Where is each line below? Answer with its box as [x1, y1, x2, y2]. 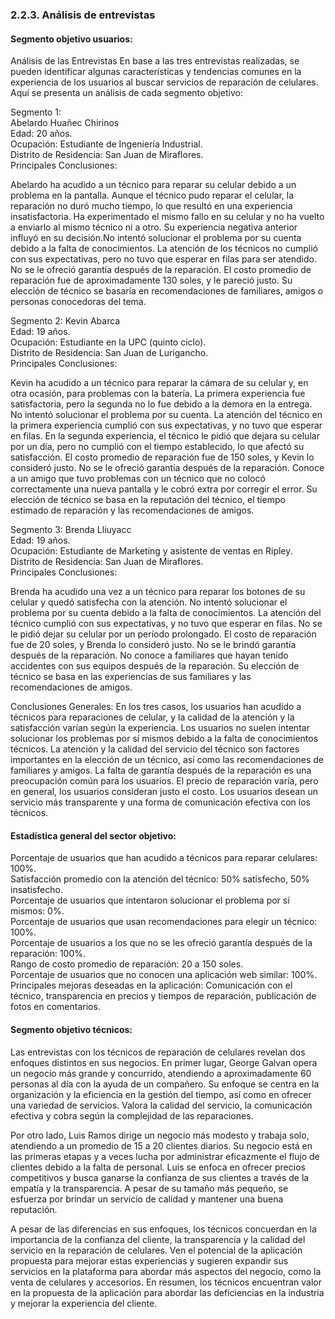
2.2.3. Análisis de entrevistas [10, 8, 156, 22]
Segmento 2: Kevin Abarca [10, 315, 121, 327]
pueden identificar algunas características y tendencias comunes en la [10, 66, 302, 78]
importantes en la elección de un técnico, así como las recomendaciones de [10, 754, 325, 766]
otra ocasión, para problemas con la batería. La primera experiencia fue [10, 388, 306, 400]
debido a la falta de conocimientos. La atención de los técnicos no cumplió [10, 243, 318, 255]
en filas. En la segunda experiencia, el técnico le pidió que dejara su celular [10, 430, 320, 442]
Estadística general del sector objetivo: [10, 829, 177, 842]
